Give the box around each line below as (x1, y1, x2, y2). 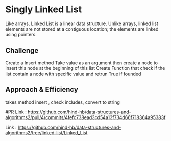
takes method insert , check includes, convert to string (5, 99, 120, 105)
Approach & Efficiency (5, 85, 78, 94)
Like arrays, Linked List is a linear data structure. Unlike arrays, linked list (5, 20, 158, 27)
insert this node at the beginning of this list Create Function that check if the (5, 65, 165, 71)
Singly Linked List (5, 4, 82, 15)
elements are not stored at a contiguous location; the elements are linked (5, 26, 159, 32)
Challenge (5, 46, 39, 55)
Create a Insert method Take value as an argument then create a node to (5, 60, 158, 66)
